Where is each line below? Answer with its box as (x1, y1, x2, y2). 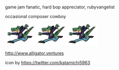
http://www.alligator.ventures (5, 50, 64, 56)
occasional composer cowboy (5, 14, 66, 19)
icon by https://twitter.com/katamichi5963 (5, 59, 90, 65)
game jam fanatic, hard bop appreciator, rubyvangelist (5, 4, 115, 10)
